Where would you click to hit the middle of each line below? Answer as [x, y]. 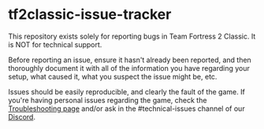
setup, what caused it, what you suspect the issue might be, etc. [113, 76]
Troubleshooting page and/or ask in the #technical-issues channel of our [127, 109]
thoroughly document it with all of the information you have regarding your [129, 68]
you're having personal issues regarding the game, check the [108, 100]
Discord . [22, 116]
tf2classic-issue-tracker [90, 15]
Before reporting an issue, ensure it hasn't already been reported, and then [130, 60]
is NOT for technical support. [55, 44]
